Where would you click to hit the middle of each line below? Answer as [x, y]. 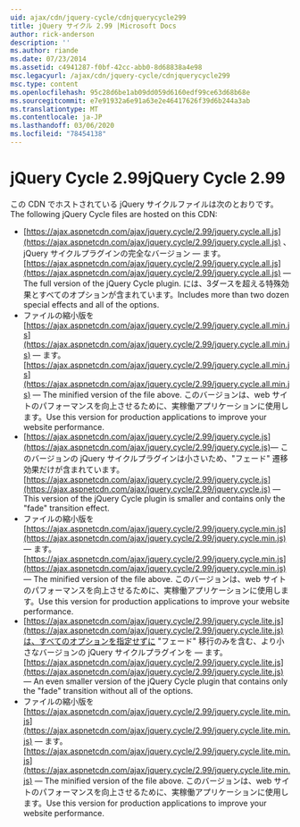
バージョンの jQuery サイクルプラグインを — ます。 [133, 652]
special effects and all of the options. [91, 304]
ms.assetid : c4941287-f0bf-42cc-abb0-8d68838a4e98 [106, 68]
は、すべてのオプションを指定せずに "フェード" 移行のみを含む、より [150, 641]
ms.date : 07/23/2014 [49, 59]
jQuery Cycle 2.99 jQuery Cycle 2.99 [148, 178]
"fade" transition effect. [66, 508]
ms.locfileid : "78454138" [58, 134]
